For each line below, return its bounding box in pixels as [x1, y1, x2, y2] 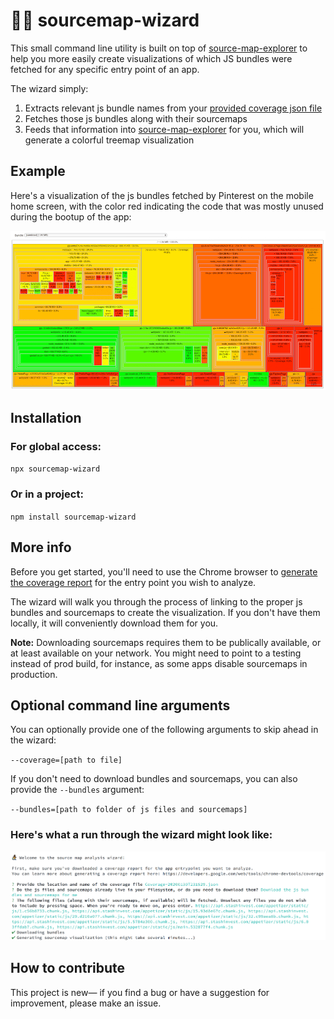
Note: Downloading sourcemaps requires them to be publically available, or [10, 636, 322, 648]
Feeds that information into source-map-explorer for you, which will [24, 123, 305, 135]
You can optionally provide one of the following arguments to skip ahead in [10, 724, 319, 736]
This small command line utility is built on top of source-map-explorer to [10, 42, 308, 54]
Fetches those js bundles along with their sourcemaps [24, 112, 248, 124]
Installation [10, 410, 82, 427]
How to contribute [10, 960, 126, 977]
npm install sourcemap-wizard [10, 512, 137, 522]
